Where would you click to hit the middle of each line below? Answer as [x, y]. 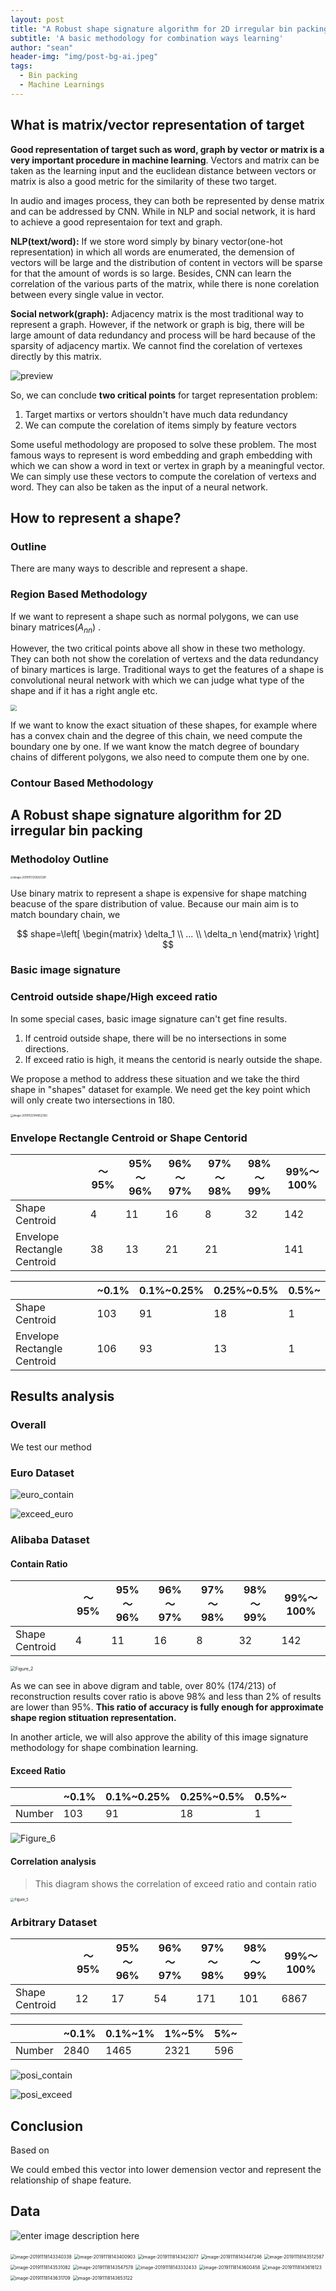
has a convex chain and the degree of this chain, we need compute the [156, 735]
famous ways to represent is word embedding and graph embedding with [161, 455]
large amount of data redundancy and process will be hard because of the [163, 335]
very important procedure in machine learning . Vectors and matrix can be [165, 160]
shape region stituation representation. [93, 1718]
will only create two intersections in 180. [93, 1100]
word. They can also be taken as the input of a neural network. [139, 487]
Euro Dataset [42, 1473]
